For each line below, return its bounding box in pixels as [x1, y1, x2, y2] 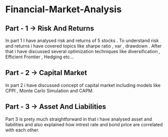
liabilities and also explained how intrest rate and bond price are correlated [5, 121, 163, 127]
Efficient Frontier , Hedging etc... [5, 54, 74, 60]
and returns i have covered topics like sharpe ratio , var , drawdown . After [5, 43, 162, 49]
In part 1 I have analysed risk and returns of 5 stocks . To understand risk [5, 37, 159, 43]
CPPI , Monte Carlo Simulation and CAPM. [5, 87, 94, 94]
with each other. [5, 127, 39, 133]
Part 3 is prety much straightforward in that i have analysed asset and [5, 116, 152, 122]
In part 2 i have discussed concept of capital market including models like [5, 82, 161, 88]
